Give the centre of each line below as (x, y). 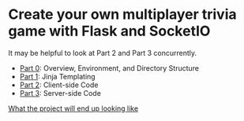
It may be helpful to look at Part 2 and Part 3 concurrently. (103, 53)
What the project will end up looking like (73, 108)
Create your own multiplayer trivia (122, 15)
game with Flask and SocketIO (109, 31)
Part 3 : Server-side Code (60, 93)
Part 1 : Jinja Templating (58, 76)
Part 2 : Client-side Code (59, 85)
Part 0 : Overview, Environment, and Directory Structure (109, 68)
